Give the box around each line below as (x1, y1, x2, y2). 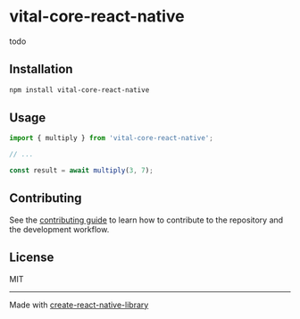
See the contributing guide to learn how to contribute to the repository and (9, 214, 284, 225)
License (9, 250, 54, 265)
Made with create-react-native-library (9, 299, 149, 310)
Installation (9, 62, 73, 77)
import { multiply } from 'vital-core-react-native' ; (9, 134, 214, 143)
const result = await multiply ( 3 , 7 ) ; (9, 166, 154, 175)
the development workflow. (9, 223, 110, 234)
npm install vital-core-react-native (9, 85, 150, 95)
